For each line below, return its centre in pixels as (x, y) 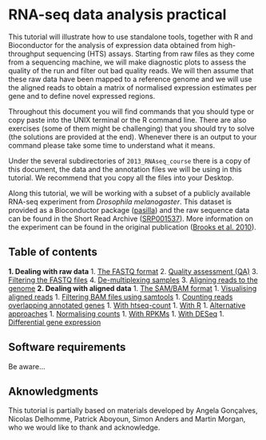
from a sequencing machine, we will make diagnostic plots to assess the (127, 62)
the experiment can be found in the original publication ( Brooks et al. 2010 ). (133, 227)
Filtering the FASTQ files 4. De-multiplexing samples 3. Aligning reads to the (133, 280)
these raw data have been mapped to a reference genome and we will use (130, 79)
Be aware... (27, 366)
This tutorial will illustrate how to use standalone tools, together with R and (131, 37)
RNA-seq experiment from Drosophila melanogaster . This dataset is (120, 202)
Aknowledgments (54, 391)
